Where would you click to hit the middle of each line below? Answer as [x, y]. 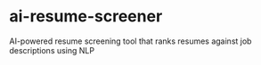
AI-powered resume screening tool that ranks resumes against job [130, 41]
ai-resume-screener [86, 16]
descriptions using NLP [52, 50]
